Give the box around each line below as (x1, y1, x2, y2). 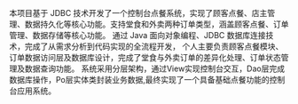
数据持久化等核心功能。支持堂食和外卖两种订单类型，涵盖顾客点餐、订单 (24, 19, 289, 29)
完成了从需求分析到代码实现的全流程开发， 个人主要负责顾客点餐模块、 (24, 41, 284, 52)
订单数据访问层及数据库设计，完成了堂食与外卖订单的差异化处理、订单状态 (9, 52, 281, 62)
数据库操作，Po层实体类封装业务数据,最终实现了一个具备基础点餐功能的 (9, 75, 271, 84)
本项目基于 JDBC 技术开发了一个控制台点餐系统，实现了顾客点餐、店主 (9, 8, 268, 18)
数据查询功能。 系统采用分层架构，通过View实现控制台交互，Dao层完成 (24, 63, 286, 74)
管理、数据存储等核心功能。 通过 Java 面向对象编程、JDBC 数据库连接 (9, 30, 266, 40)
